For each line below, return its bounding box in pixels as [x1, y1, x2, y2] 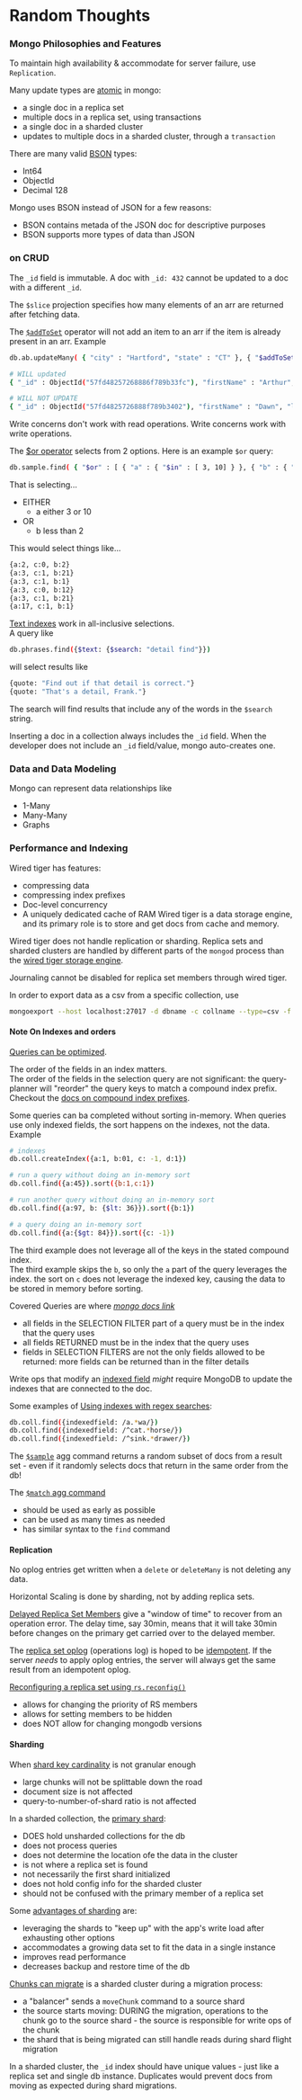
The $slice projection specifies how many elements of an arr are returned [9, 299, 284, 310]
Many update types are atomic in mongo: [9, 85, 162, 95]
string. [9, 712, 33, 724]
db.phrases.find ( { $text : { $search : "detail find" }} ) [9, 645, 211, 655]
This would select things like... [9, 543, 121, 554]
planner [9, 1083, 38, 1094]
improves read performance [22, 1951, 127, 1961]
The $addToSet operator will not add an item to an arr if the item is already [9, 326, 281, 337]
